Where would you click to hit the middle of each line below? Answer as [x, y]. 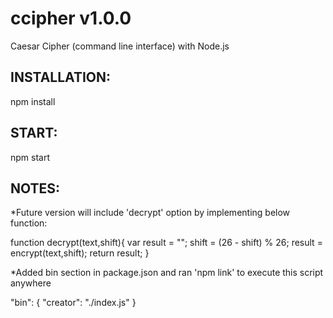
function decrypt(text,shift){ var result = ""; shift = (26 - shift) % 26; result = [166, 243]
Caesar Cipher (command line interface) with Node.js [120, 46]
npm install [33, 101]
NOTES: [35, 188]
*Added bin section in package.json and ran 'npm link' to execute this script [167, 273]
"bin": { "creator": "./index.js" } [73, 303]
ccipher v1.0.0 [71, 18]
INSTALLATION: [61, 77]
